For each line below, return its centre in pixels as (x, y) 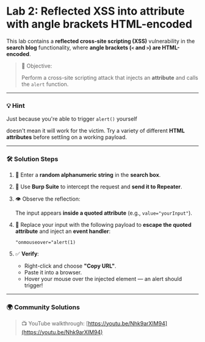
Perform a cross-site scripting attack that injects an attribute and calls (110, 77)
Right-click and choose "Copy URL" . (70, 266)
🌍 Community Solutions (43, 307)
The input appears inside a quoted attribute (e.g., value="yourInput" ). (103, 213)
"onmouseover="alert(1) (45, 242)
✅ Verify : (27, 254)
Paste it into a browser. (53, 273)
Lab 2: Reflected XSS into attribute (95, 11)
